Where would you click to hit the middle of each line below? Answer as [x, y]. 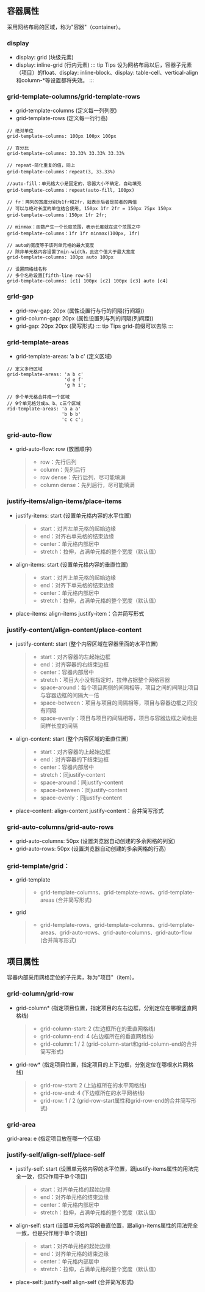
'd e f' [74, 380]
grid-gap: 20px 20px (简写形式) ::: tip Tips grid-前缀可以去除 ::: [94, 326]
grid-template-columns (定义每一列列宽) [67, 111]
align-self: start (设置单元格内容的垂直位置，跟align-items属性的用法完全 [107, 1226]
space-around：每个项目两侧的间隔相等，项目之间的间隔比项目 [119, 687]
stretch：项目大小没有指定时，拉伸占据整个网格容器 [105, 679]
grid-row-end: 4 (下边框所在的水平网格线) [92, 1093]
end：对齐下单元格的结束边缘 [77, 585]
